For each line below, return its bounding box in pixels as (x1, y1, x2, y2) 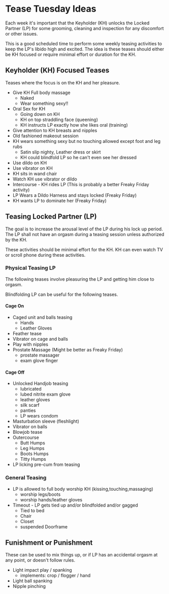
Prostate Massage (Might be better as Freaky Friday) (12, 347, 123, 353)
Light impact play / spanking (12, 567, 72, 573)
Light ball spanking (12, 578, 52, 584)
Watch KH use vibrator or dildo (12, 176, 77, 182)
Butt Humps (20, 440, 46, 446)
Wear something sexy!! (20, 100, 69, 106)
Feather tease (12, 331, 42, 337)
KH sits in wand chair (12, 170, 57, 176)
